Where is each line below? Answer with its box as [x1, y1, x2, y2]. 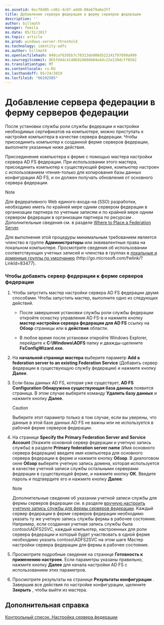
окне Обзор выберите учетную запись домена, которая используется [12, 460, 160, 466]
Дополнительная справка [5, 601, 89, 609]
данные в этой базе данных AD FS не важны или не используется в [12, 420, 154, 425]
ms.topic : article [5, 35, 43, 40]
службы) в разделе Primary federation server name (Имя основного [12, 445, 155, 450]
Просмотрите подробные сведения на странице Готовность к [12, 551, 143, 557]
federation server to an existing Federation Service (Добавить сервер [12, 360, 158, 366]
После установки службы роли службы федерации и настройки [5, 123, 140, 129]
